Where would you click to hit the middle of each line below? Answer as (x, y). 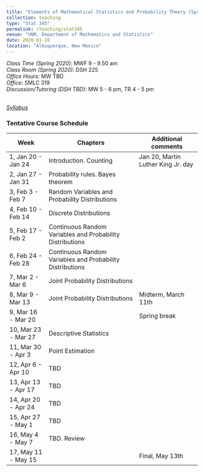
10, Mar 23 (25, 329)
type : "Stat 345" (28, 23)
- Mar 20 (23, 320)
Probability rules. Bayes (82, 174)
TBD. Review (66, 439)
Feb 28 (19, 264)
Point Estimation (72, 351)
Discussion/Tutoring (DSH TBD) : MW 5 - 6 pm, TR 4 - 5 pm (80, 89)
